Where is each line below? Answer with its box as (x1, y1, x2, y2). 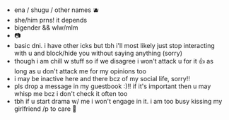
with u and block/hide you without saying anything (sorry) (13, 49, 182, 57)
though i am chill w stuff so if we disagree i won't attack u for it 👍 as (13, 57, 214, 65)
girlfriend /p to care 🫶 (13, 104, 77, 113)
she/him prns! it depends (13, 16, 87, 24)
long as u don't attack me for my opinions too (13, 67, 147, 76)
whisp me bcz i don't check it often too (13, 90, 128, 97)
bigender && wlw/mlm (13, 23, 78, 32)
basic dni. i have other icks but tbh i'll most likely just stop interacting (13, 42, 215, 49)
